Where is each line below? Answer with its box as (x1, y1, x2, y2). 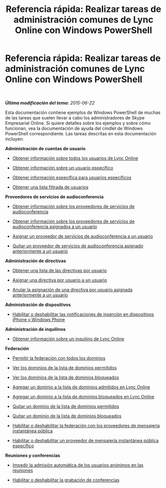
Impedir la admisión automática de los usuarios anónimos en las (12, 462, 144, 468)
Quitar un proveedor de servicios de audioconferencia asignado (12, 243, 144, 249)
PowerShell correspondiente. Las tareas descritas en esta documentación (5, 130, 157, 136)
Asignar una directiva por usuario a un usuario (12, 277, 107, 283)
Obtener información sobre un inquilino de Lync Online (12, 336, 124, 342)
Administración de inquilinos (5, 326, 66, 332)
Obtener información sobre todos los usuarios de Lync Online (12, 155, 138, 161)
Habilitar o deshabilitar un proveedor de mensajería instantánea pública (12, 437, 159, 443)
